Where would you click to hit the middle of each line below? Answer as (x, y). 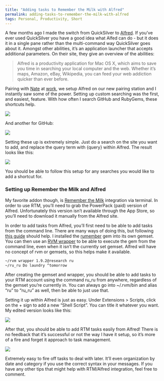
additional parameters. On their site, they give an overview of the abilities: (80, 54)
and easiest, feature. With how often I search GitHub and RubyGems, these (81, 99)
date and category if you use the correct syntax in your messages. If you (79, 364)
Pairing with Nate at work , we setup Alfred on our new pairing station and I (81, 89)
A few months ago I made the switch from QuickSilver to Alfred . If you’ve (79, 33)
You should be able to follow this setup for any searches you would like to (80, 171)
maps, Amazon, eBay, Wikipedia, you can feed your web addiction (84, 74)
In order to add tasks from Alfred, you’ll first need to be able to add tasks (79, 226)
